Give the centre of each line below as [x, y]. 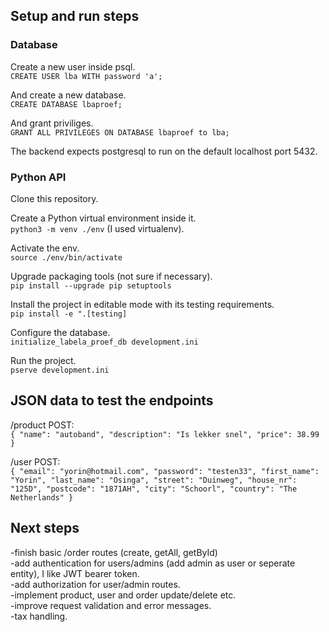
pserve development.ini [60, 370]
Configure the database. [60, 332]
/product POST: [42, 425]
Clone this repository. [54, 198]
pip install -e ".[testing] [69, 314]
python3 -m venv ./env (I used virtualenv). [97, 228]
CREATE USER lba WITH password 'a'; [86, 76]
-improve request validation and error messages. [111, 605]
